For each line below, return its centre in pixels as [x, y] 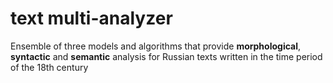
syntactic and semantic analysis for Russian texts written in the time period [166, 56]
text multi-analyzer [91, 18]
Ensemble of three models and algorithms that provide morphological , [156, 46]
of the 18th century [49, 67]
